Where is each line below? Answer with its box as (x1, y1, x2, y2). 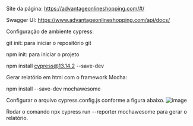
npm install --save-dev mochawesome (6, 85, 101, 92)
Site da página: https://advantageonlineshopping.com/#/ (6, 5, 145, 12)
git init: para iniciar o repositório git (6, 40, 92, 46)
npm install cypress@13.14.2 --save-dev (6, 62, 105, 69)
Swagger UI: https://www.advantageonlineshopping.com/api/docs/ (6, 17, 170, 23)
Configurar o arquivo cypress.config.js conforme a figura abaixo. (6, 97, 165, 104)
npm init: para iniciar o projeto (6, 51, 80, 58)
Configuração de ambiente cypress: (6, 28, 94, 35)
